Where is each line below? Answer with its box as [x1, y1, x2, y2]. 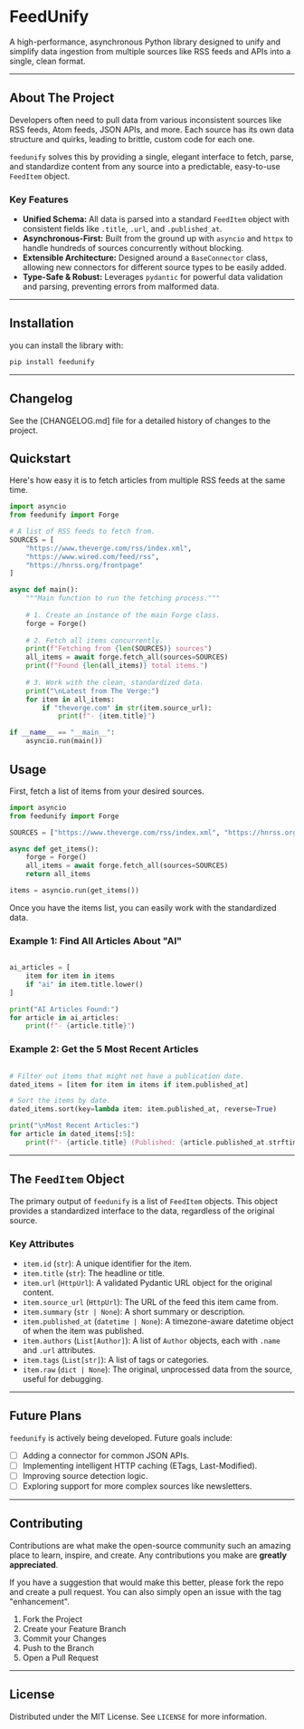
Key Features [9, 193, 70, 206]
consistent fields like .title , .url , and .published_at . [22, 224, 223, 235]
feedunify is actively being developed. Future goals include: [9, 1432, 233, 1443]
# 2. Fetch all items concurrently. [25, 636, 165, 645]
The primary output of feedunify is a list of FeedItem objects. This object [9, 1195, 279, 1206]
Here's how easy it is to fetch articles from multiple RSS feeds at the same [9, 475, 286, 486]
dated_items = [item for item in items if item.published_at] [9, 1080, 249, 1089]
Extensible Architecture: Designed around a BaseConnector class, [22, 252, 269, 264]
